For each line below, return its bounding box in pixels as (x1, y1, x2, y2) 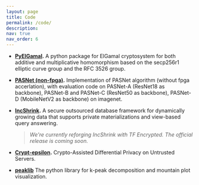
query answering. (14, 120, 58, 126)
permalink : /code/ (6, 20, 52, 25)
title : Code (6, 14, 36, 20)
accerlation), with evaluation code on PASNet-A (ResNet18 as (14, 83, 165, 90)
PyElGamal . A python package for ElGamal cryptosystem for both (14, 53, 176, 59)
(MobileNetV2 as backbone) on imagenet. (20, 95, 123, 103)
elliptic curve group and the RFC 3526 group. (14, 65, 126, 72)
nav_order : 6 (6, 36, 39, 42)
